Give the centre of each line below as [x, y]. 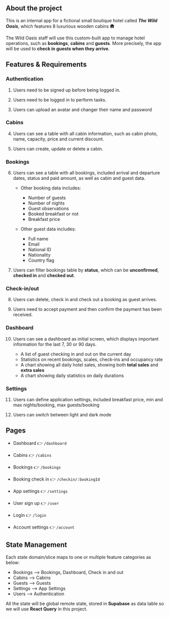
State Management [36, 545]
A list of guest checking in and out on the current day [76, 354]
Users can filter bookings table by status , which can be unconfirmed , [86, 270]
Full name [38, 239]
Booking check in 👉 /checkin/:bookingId [57, 479]
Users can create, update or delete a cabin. [58, 149]
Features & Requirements [46, 64]
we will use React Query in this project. [47, 609]
